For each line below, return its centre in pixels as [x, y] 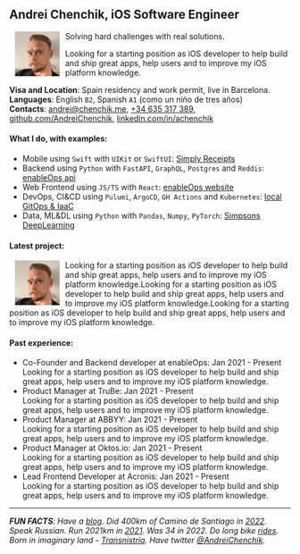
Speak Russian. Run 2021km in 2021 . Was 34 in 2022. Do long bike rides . [144, 531]
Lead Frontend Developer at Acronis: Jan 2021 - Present [125, 476]
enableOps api [49, 178]
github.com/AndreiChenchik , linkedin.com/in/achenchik [112, 118]
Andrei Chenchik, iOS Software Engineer [124, 15]
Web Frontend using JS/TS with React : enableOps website [128, 188]
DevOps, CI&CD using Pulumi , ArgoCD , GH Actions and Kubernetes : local [152, 197]
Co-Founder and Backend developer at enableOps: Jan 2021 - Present [152, 363]
